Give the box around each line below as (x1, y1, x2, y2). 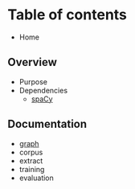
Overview (7, 55, 58, 69)
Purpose (18, 76, 48, 86)
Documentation (7, 117, 88, 131)
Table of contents (7, 6, 128, 24)
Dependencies (18, 85, 68, 95)
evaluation (18, 173, 54, 183)
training (18, 164, 45, 174)
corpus (18, 147, 43, 157)
